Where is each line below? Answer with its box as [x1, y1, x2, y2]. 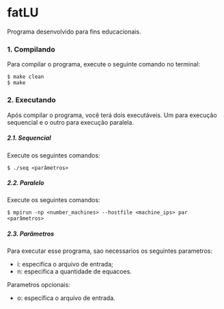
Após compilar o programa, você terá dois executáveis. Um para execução [7, 111, 217, 119]
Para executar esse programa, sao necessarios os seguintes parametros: [7, 247, 213, 255]
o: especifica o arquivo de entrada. [16, 294, 116, 302]
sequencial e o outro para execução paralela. [7, 118, 135, 126]
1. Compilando [7, 45, 56, 54]
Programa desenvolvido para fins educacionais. [7, 27, 141, 36]
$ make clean [7, 73, 44, 80]
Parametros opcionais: [7, 281, 70, 289]
